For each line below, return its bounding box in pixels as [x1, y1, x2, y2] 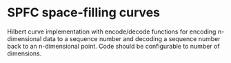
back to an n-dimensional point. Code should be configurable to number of [7, 42, 220, 50]
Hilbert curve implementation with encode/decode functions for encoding [7, 27, 217, 36]
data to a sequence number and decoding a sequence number [43, 34, 221, 42]
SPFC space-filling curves [7, 5, 161, 21]
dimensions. [7, 49, 42, 58]
